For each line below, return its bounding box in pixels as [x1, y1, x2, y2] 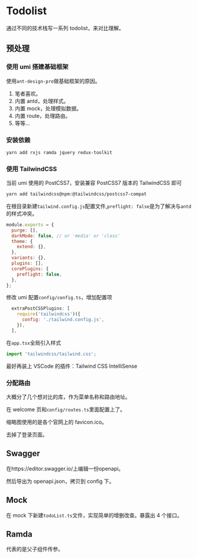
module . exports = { [6, 222, 54, 227]
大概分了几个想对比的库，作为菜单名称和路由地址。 [6, 393, 131, 400]
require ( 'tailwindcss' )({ [17, 311, 81, 318]
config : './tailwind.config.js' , [21, 317, 105, 323]
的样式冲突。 [6, 210, 37, 217]
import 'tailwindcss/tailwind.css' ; [6, 351, 96, 357]
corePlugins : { [11, 265, 49, 272]
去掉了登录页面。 [6, 431, 48, 438]
